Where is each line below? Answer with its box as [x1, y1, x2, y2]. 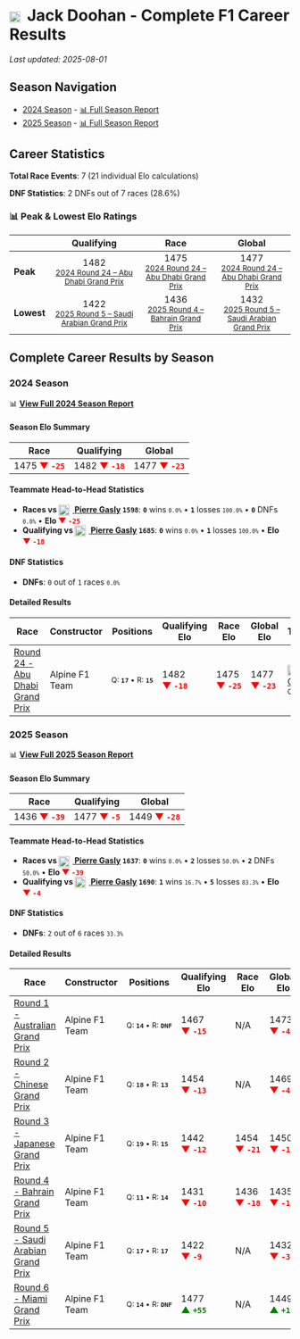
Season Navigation [9, 79, 118, 95]
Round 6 [13, 1282, 50, 1294]
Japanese [13, 1137, 55, 1150]
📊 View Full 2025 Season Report [9, 749, 134, 760]
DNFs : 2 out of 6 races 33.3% [21, 927, 124, 938]
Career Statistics [9, 146, 105, 162]
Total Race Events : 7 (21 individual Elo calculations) [9, 170, 199, 181]
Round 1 [13, 997, 50, 1010]
